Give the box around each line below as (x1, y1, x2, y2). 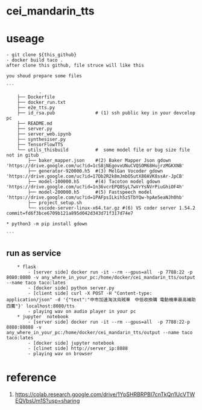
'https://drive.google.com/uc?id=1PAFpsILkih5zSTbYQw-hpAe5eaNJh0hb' (6, 194, 185, 200)
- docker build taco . (6, 57, 63, 63)
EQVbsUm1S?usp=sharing (14, 397, 80, 404)
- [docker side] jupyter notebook (28, 340, 115, 346)
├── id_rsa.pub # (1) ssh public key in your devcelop (17, 110, 196, 116)
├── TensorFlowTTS (17, 142, 63, 148)
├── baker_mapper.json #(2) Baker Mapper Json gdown (28, 158, 171, 164)
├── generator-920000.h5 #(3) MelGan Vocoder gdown (28, 168, 163, 175)
